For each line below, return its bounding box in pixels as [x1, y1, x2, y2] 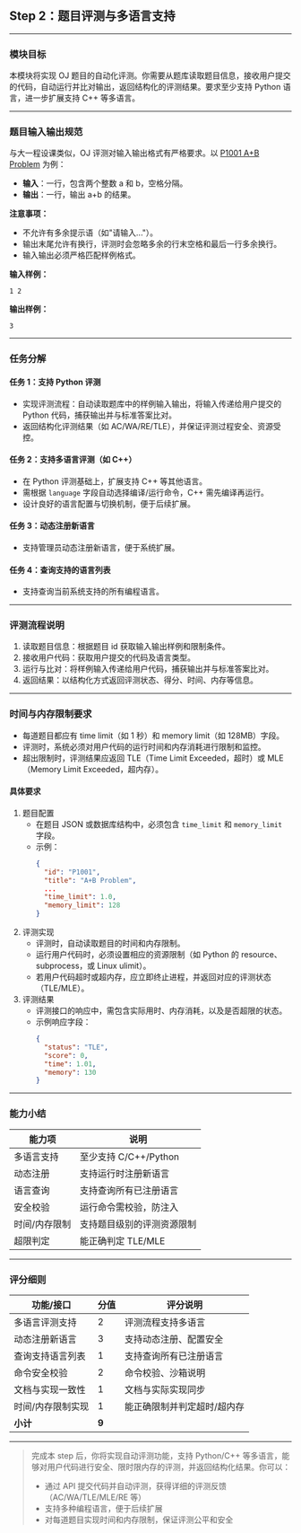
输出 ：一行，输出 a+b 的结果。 [21, 189, 136, 200]
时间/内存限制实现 [13, 1400, 90, 1413]
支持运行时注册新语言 [79, 1167, 170, 1179]
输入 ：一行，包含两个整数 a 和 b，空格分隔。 [21, 178, 188, 189]
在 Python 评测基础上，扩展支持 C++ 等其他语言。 [21, 475, 208, 487]
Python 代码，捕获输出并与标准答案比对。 [21, 410, 177, 420]
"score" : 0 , [43, 1051, 89, 1060]
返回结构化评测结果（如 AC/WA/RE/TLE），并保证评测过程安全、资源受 [21, 420, 282, 431]
